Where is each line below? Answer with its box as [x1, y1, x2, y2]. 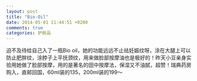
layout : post [6, 8, 38, 15]
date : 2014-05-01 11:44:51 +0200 [6, 19, 88, 25]
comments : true [6, 24, 44, 31]
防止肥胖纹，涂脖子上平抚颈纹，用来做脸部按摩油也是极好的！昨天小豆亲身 [6, 54, 186, 61]
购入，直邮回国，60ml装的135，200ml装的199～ [6, 69, 123, 76]
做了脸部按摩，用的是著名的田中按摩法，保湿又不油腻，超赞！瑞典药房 [21, 62, 192, 69]
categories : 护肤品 [6, 30, 51, 36]
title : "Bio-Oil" [6, 14, 49, 20]
